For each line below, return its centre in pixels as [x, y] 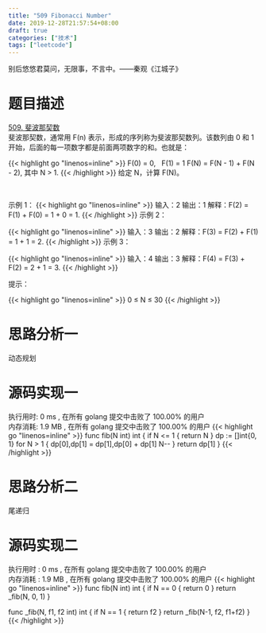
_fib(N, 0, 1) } [29, 596]
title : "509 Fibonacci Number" [60, 16]
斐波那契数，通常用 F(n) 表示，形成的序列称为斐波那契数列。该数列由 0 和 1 [131, 138]
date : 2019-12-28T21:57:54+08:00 [64, 23]
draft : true [28, 30]
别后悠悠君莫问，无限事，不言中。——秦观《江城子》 [95, 69]
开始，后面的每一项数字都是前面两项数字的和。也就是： [98, 147]
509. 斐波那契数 [34, 127]
